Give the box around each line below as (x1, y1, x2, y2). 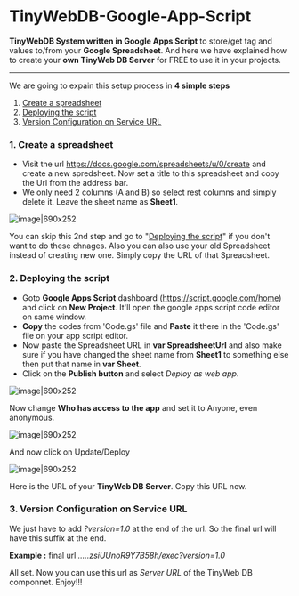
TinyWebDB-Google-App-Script (9, 6, 252, 27)
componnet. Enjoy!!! (9, 576, 83, 587)
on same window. (21, 311, 87, 322)
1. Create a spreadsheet (9, 138, 114, 150)
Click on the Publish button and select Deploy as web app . (21, 367, 239, 379)
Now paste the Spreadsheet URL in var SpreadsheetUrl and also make (21, 340, 282, 350)
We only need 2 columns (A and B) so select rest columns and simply (21, 187, 277, 197)
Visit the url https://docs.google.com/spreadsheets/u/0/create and (21, 158, 267, 170)
